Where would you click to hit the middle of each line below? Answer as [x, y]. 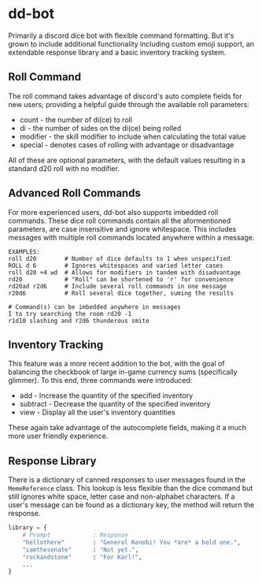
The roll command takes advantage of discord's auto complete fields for [125, 96]
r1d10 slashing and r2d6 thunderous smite [79, 321]
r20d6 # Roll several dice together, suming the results [121, 293]
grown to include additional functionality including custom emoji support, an [131, 43]
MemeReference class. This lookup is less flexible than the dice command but [131, 488]
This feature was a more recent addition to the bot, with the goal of [117, 364]
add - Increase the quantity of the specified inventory [106, 395]
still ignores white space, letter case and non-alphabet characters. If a [122, 496]
